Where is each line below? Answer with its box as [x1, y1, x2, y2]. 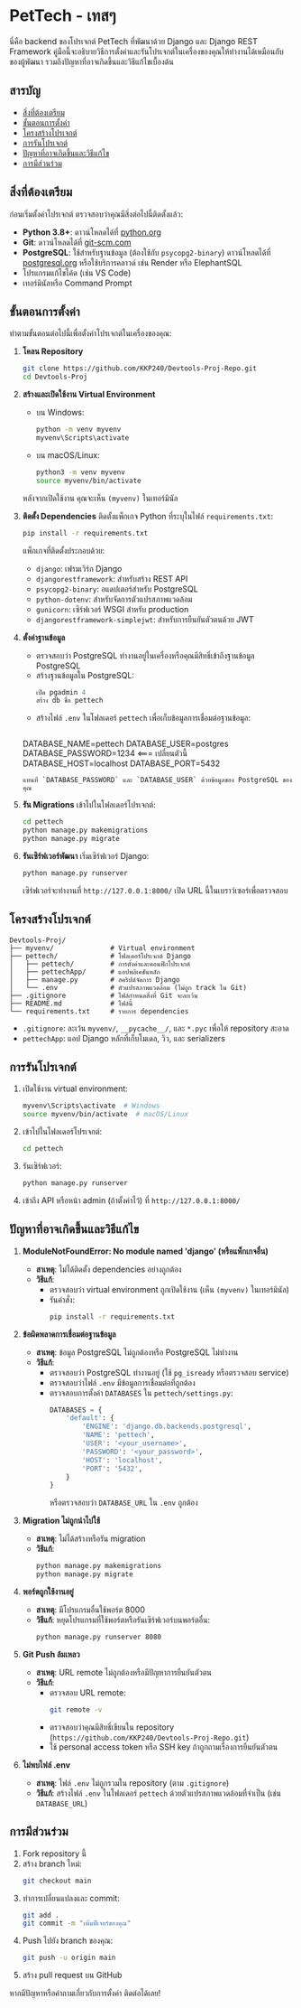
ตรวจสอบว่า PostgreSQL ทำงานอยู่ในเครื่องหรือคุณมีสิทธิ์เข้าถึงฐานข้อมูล [35, 649, 255, 660]
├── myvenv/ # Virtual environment [9, 943, 196, 953]
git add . [22, 1910, 60, 1919]
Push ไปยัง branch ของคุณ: [22, 1935, 114, 1947]
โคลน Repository [22, 346, 84, 357]
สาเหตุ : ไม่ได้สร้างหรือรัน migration [35, 1533, 146, 1545]
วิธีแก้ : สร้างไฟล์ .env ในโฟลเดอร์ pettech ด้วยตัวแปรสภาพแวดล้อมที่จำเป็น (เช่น [35, 1788, 282, 1798]
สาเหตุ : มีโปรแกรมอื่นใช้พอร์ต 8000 [35, 1604, 146, 1615]
